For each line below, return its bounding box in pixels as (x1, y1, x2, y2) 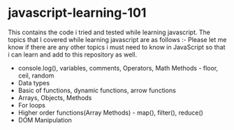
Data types (17, 78, 50, 87)
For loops (17, 101, 46, 109)
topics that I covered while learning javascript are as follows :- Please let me (8, 35, 227, 43)
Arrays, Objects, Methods (17, 93, 92, 102)
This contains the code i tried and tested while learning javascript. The (8, 28, 210, 36)
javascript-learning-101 (8, 5, 147, 21)
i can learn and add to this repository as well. (8, 50, 138, 59)
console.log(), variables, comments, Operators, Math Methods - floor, (17, 64, 219, 72)
